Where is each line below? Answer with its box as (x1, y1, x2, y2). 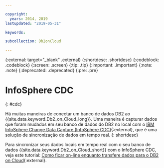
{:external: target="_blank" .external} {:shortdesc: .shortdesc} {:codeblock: (5, 57, 160, 63)
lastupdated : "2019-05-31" (5, 21, 61, 26)
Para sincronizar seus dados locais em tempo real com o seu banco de (5, 142, 151, 148)
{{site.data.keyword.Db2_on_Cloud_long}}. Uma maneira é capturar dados (5, 116, 158, 122)
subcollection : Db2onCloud (5, 39, 61, 44)
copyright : (5, 11, 28, 16)
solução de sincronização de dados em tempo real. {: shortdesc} (5, 132, 139, 138)
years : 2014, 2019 (9, 16, 48, 21)
